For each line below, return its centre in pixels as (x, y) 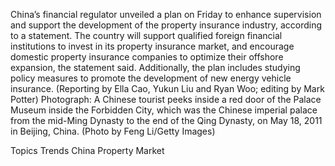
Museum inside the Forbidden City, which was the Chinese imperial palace (164, 110)
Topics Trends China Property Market (87, 150)
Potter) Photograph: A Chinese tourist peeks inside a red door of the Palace (166, 99)
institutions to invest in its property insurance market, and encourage (152, 46)
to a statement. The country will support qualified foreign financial (146, 35)
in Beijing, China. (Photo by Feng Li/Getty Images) (113, 131)
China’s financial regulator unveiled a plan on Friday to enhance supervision (166, 14)
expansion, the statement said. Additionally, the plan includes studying (155, 67)
